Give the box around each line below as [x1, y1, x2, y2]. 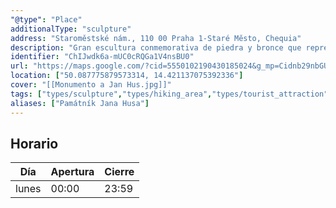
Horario [10, 135, 59, 152]
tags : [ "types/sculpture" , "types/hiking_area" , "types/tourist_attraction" [10, 89, 329, 99]
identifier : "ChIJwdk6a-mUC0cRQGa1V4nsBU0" [10, 52, 195, 62]
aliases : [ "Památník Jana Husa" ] [10, 98, 150, 108]
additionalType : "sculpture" [10, 24, 132, 34]
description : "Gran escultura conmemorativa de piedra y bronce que [10, 42, 302, 53]
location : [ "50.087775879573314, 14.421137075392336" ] [10, 71, 244, 81]
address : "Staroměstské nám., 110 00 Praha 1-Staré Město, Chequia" [10, 33, 302, 43]
